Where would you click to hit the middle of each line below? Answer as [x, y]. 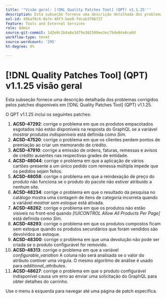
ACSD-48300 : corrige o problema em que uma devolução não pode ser [86, 239]
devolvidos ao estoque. [36, 234]
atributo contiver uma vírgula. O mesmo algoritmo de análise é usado [83, 260]
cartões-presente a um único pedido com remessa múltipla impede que [85, 166]
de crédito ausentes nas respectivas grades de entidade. [70, 155]
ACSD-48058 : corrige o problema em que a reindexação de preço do [83, 176]
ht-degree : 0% [20, 46]
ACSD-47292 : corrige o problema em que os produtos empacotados [83, 124]
